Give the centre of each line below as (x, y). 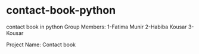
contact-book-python (61, 10)
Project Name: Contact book (41, 45)
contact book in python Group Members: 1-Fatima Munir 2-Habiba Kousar (97, 27)
